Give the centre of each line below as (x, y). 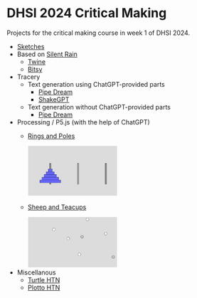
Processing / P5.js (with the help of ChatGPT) (83, 122)
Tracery (28, 77)
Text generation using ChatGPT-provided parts (96, 84)
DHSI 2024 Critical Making (87, 13)
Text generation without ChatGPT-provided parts (99, 107)
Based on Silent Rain (47, 54)
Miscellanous (36, 272)
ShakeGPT (54, 99)
